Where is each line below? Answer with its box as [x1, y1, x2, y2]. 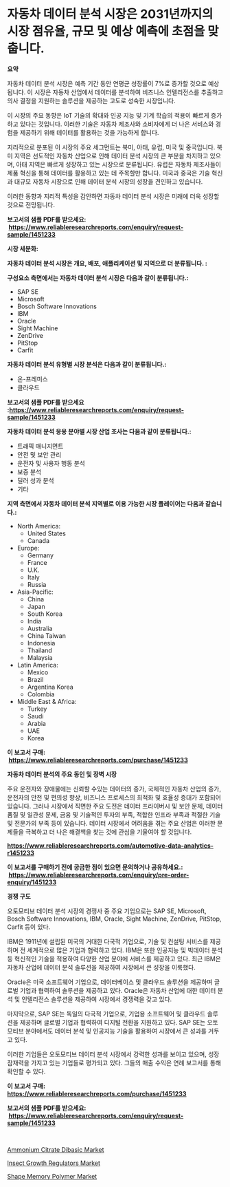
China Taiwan [27, 631, 67, 640]
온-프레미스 [16, 374, 48, 383]
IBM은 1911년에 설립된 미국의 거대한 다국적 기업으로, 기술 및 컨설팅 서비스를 [7, 937, 209, 945]
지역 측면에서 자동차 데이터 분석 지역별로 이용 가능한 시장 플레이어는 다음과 [7, 500, 205, 508]
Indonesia [27, 639, 56, 647]
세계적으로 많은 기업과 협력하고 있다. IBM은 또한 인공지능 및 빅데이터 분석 [27, 945, 223, 954]
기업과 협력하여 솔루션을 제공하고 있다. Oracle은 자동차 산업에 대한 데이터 [19, 986, 216, 994]
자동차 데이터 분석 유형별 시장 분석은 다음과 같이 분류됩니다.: [7, 360, 167, 368]
